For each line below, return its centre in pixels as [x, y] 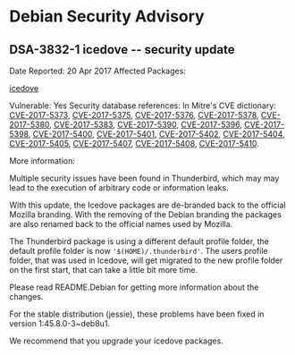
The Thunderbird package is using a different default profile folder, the [139, 241]
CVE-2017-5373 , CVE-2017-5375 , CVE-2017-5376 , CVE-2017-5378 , [134, 115]
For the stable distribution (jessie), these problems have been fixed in [137, 314]
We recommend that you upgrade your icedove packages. [116, 341]
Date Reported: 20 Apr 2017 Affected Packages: [97, 71]
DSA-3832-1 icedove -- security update [122, 50]
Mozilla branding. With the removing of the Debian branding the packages [145, 215]
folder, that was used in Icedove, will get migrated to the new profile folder [146, 260]
